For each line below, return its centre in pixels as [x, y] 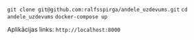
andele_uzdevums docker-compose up [57, 17]
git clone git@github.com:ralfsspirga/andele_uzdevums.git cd [97, 9]
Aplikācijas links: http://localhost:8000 [64, 29]
